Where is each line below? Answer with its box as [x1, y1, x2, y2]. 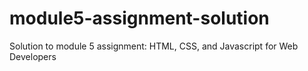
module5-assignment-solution [9, 7, 270, 30]
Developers [9, 50, 57, 62]
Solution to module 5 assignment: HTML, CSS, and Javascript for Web [9, 40, 299, 52]
